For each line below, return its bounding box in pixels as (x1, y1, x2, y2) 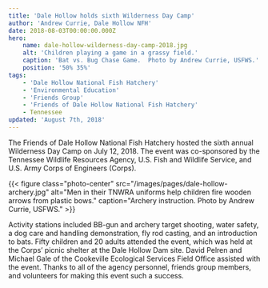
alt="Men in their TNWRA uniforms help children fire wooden (50, 187, 252, 197)
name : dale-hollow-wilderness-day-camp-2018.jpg (22, 42, 188, 50)
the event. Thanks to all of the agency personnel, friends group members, (8, 262, 252, 272)
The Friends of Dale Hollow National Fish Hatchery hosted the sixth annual (8, 138, 254, 147)
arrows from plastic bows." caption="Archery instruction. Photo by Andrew (8, 195, 254, 205)
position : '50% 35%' (22, 64, 91, 72)
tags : (8, 71, 26, 79)
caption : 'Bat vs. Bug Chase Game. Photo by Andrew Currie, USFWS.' (22, 57, 260, 65)
